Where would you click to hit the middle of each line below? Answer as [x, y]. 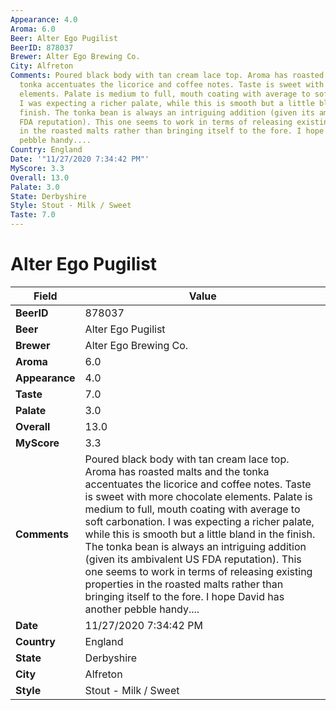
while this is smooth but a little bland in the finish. [200, 534]
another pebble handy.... [142, 609]
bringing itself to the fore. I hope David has [184, 596]
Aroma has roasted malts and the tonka [177, 471]
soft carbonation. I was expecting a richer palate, [199, 521]
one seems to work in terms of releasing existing [198, 571]
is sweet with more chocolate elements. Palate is [198, 496]
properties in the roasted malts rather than [184, 584]
